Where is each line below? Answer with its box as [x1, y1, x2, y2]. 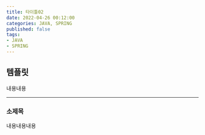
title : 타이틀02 [6, 9, 44, 15]
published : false [6, 26, 51, 32]
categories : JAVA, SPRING [6, 20, 72, 26]
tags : [6, 32, 20, 38]
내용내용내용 [6, 122, 37, 129]
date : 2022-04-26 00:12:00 [6, 15, 75, 21]
